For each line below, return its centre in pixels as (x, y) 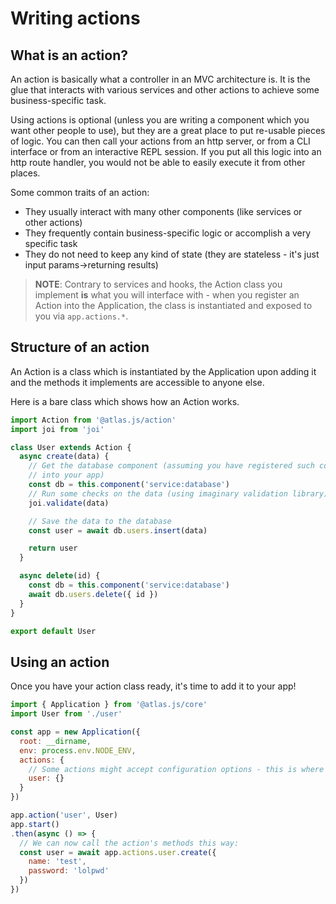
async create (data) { (64, 457)
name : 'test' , (57, 862)
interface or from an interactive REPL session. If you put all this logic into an (166, 151)
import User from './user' (66, 714)
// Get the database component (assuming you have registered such (171, 466)
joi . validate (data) (69, 503)
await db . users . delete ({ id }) (93, 594)
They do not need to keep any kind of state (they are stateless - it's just (172, 254)
